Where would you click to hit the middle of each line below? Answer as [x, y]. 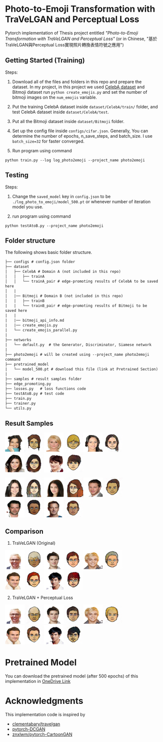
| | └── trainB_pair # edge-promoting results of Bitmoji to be [76, 306]
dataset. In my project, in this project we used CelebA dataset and [78, 87]
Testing [17, 175]
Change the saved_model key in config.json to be [61, 196]
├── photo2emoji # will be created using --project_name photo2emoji [77, 355]
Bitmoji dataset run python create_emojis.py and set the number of [80, 92]
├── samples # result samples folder [43, 379]
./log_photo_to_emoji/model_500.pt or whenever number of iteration [81, 202]
